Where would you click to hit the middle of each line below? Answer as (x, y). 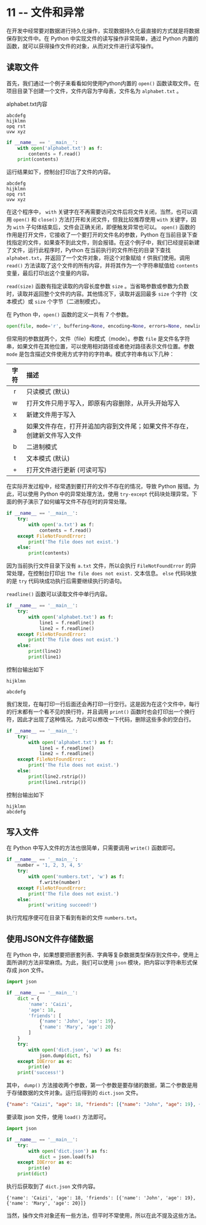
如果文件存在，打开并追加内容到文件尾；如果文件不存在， (109, 426)
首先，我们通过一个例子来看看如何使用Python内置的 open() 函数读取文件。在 (103, 83)
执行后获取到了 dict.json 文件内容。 (53, 1186)
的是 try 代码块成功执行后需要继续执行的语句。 (66, 581)
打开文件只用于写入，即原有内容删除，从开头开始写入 (103, 404)
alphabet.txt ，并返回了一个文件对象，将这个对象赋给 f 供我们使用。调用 (98, 258)
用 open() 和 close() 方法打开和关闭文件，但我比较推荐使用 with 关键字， (99, 220)
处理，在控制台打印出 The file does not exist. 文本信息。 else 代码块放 (104, 574)
